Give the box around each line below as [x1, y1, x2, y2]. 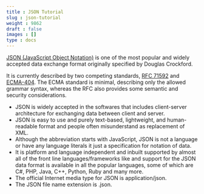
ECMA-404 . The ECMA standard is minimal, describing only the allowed [6, 78, 186, 86]
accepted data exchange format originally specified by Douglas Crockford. [6, 60, 193, 68]
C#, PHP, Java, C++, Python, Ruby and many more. [15, 168, 144, 175]
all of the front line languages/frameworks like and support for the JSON [15, 155, 196, 162]
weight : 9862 [6, 20, 42, 26]
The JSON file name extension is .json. [15, 181, 112, 188]
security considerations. [6, 92, 67, 99]
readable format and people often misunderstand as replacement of [15, 123, 185, 130]
